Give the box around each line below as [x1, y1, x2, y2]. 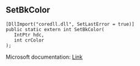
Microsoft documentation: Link [6, 53, 83, 61]
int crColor [13, 37, 45, 43]
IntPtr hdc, [13, 32, 45, 38]
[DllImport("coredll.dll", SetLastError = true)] [6, 21, 135, 27]
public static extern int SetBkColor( [6, 26, 105, 32]
